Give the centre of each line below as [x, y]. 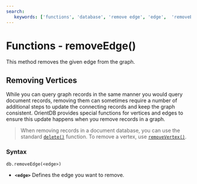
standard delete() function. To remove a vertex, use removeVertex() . [103, 137]
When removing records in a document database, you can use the [100, 131]
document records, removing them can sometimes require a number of [92, 100]
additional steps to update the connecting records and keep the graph [91, 107]
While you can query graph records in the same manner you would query [94, 95]
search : [16, 11]
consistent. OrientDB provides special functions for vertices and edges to [95, 113]
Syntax [16, 152]
